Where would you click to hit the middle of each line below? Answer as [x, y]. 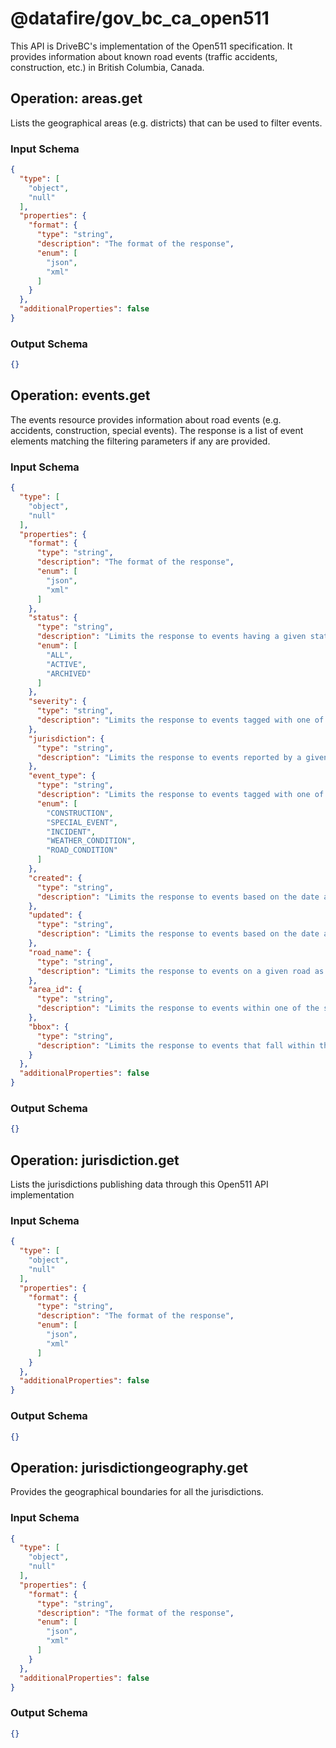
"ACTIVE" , [66, 664]
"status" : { [53, 618]
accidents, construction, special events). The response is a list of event [157, 430]
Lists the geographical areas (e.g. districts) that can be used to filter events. [166, 123]
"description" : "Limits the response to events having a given [171, 637]
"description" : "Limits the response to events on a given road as [180, 971]
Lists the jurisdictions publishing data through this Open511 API [139, 1184]
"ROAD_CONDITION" [82, 850]
